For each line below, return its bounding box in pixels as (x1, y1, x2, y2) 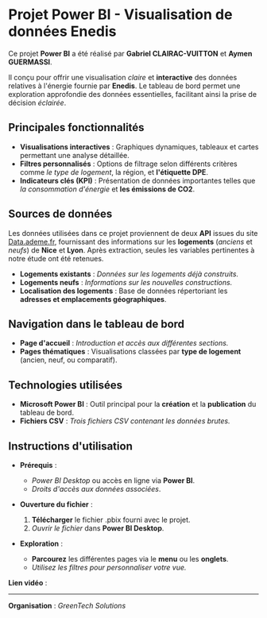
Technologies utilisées (8, 378, 123, 392)
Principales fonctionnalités (8, 121, 145, 134)
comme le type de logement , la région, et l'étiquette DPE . (19, 167, 209, 176)
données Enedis (8, 22, 117, 41)
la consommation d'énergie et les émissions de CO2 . (19, 184, 195, 194)
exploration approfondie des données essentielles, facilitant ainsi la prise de (8, 89, 257, 98)
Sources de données (8, 207, 113, 221)
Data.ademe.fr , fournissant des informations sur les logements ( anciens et (8, 237, 253, 246)
